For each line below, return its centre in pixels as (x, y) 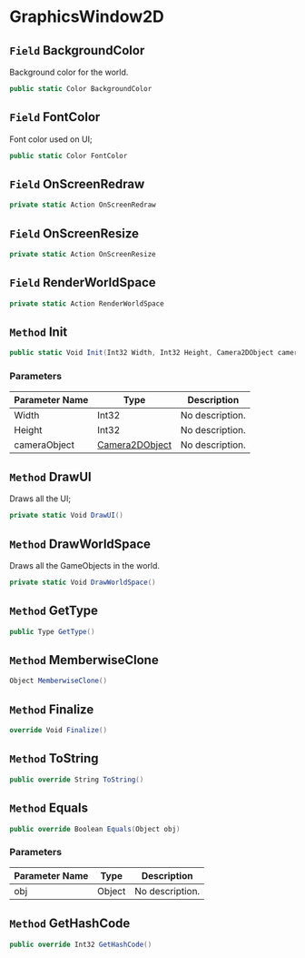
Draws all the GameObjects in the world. (85, 566)
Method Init (39, 333)
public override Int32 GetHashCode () (81, 944)
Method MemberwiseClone (84, 660)
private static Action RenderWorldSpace (87, 303)
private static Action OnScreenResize (83, 255)
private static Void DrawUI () (67, 516)
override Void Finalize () (58, 731)
